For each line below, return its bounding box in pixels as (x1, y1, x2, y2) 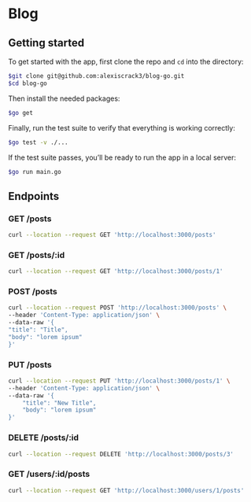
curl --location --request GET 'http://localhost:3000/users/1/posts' (8, 486, 245, 494)
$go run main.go (8, 168, 61, 175)
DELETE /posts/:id (8, 432, 79, 443)
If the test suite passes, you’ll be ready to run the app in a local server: (8, 153, 237, 162)
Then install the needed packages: (8, 94, 120, 103)
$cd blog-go (8, 79, 47, 87)
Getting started (8, 36, 85, 50)
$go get (8, 109, 34, 116)
